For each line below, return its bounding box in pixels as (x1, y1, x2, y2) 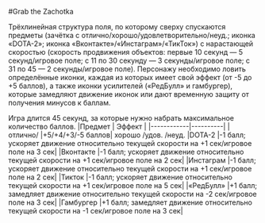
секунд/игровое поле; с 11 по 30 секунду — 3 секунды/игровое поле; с (8, 56, 250, 65)
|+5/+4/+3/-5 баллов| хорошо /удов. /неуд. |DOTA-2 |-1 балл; (40, 130, 246, 140)
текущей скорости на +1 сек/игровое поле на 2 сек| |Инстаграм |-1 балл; (8, 156, 256, 165)
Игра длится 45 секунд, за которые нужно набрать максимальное (8, 113, 235, 122)
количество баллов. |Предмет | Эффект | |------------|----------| (8, 122, 226, 131)
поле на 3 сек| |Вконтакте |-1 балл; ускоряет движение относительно (8, 147, 244, 156)
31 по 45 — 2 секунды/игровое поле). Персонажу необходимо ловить (8, 64, 246, 74)
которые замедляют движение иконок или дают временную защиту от (8, 90, 250, 98)
